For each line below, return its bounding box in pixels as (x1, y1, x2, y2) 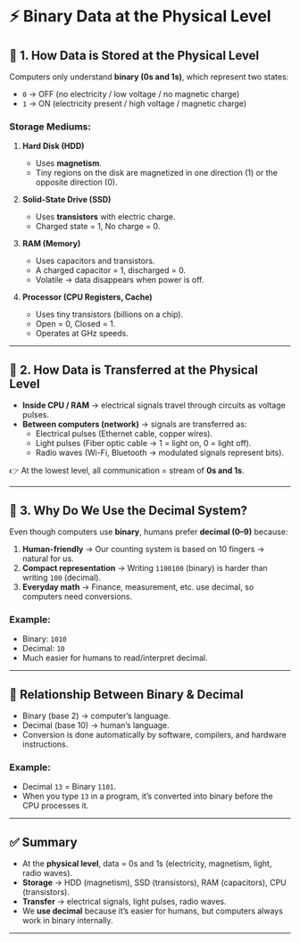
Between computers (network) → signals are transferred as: (21, 419, 247, 430)
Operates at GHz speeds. (35, 328, 129, 339)
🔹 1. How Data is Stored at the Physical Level (9, 47, 260, 62)
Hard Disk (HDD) (21, 141, 85, 152)
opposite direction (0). (35, 177, 118, 187)
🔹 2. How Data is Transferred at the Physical (9, 362, 259, 377)
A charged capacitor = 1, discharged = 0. (35, 265, 186, 276)
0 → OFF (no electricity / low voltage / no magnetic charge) (21, 89, 240, 99)
